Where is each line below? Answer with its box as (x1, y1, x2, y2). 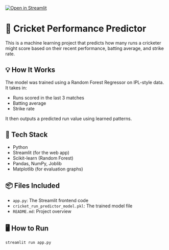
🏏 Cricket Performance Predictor (5, 23, 147, 34)
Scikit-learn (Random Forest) (12, 155, 74, 161)
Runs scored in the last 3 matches (12, 94, 84, 101)
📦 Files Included (5, 181, 60, 190)
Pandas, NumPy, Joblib (12, 160, 62, 166)
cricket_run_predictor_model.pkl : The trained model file (12, 203, 133, 209)
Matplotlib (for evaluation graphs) (12, 166, 83, 172)
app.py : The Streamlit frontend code (12, 198, 88, 204)
